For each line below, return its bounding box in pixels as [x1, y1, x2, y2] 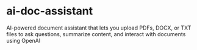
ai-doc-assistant [6, 4, 93, 18]
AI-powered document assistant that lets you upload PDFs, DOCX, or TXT [6, 24, 192, 31]
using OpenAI [6, 37, 41, 44]
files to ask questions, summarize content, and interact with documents [6, 30, 186, 37]
